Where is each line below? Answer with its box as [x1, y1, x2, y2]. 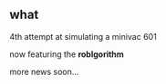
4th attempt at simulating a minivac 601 [9, 31, 157, 42]
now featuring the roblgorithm [9, 49, 125, 60]
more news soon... [9, 66, 79, 77]
